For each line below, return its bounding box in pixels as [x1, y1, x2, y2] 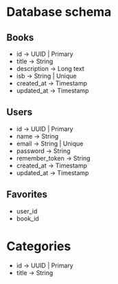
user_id [16, 207, 38, 215]
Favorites [6, 189, 47, 201]
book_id [16, 214, 39, 223]
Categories [6, 239, 71, 254]
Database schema [6, 4, 112, 20]
